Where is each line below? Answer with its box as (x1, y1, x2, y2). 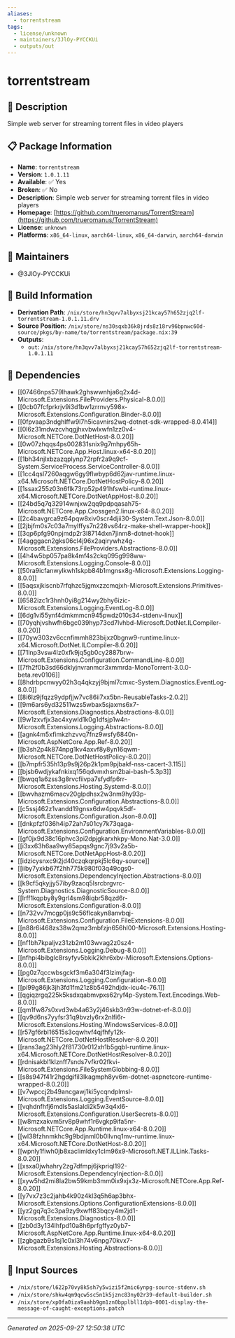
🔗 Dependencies (7, 369, 80, 381)
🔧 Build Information (7, 290, 93, 302)
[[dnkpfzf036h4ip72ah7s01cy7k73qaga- (17, 820, 134, 828)
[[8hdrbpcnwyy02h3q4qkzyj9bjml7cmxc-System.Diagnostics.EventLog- (17, 678, 227, 687)
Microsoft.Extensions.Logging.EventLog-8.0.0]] (17, 604, 155, 612)
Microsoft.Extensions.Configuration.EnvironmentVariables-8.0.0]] (17, 827, 206, 836)
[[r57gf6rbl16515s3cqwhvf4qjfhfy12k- (17, 1028, 127, 1037)
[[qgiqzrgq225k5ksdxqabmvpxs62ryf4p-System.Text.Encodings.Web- (17, 991, 221, 999)
